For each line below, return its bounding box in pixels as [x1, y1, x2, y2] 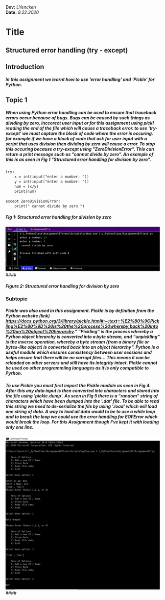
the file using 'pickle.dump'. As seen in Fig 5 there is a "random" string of [5, 393, 158, 399]
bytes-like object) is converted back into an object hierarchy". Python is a [5, 344, 159, 350]
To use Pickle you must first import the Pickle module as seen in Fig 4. [5, 383, 151, 389]
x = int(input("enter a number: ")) [14, 174, 90, 179]
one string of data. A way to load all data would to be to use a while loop [5, 409, 156, 415]
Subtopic [5, 295, 28, 302]
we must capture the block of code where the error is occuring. [22, 130, 153, 136]
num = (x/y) [14, 184, 39, 189]
